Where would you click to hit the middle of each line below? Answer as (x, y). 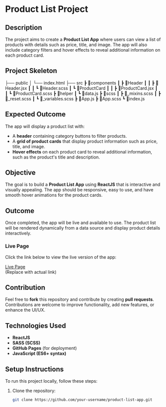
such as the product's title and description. (56, 157)
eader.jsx (16, 88)
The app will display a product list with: (45, 126)
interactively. (18, 233)
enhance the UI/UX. (25, 310)
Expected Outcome (35, 115)
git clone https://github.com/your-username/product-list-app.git (82, 400)
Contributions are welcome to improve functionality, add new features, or (80, 305)
